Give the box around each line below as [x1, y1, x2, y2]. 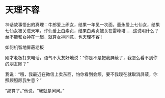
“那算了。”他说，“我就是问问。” [5, 88, 65, 94]
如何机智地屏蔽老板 [5, 44, 44, 50]
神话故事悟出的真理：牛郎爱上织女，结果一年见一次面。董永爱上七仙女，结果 [5, 22, 160, 27]
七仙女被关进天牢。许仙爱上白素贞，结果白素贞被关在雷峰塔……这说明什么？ [5, 27, 159, 33]
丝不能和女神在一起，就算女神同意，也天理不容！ [5, 34, 104, 40]
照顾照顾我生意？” [5, 77, 42, 83]
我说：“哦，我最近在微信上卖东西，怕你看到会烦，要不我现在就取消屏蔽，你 [5, 71, 158, 77]
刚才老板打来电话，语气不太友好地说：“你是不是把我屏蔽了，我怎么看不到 [5, 54, 154, 60]
